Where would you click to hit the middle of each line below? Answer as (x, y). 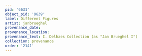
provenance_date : (23, 28)
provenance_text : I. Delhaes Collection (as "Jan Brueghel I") (71, 37)
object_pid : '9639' (25, 14)
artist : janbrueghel (26, 23)
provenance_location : (27, 32)
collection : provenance (30, 41)
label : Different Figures (32, 19)
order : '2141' (20, 46)
